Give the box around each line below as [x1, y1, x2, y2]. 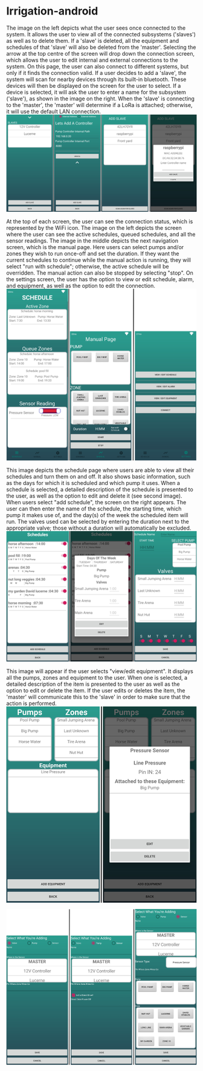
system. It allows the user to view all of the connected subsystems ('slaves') [6, 30, 196, 37]
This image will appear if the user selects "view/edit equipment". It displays [6, 668, 193, 675]
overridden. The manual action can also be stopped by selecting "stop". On [6, 269, 193, 276]
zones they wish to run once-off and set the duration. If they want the [6, 250, 179, 258]
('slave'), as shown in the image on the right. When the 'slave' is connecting [6, 95, 195, 102]
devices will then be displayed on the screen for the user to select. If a [6, 82, 181, 89]
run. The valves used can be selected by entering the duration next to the [6, 518, 189, 525]
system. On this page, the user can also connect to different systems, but [6, 62, 189, 70]
